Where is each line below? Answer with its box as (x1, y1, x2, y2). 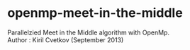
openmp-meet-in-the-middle (7, 5, 183, 21)
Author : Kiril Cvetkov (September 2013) (7, 35, 124, 44)
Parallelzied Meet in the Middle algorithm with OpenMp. (7, 28, 170, 37)
